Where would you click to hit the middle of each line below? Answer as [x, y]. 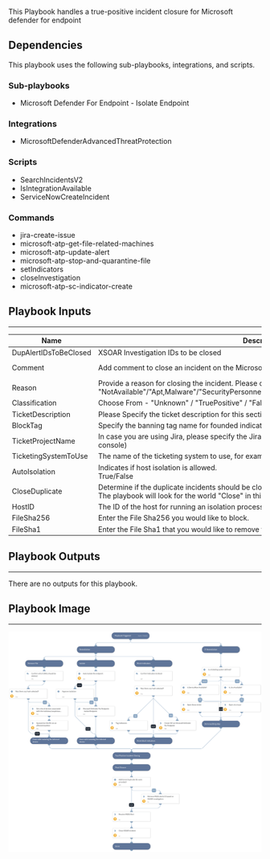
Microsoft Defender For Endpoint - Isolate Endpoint [104, 103]
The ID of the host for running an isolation [166, 507]
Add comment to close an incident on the [166, 368]
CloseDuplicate [37, 491]
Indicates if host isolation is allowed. [157, 467]
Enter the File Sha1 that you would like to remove [178, 529]
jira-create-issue [48, 235]
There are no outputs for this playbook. [73, 583]
